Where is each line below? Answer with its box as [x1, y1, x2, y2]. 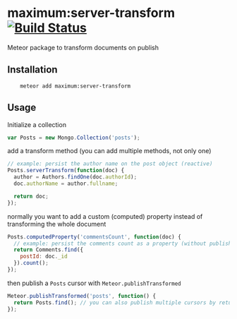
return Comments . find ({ [13, 246, 83, 253]
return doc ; [13, 193, 49, 200]
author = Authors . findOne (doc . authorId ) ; [13, 174, 138, 181]
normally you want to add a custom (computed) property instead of [7, 212, 203, 220]
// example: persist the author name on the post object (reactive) [7, 160, 213, 167]
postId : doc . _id [20, 253, 68, 260]
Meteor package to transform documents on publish [7, 43, 159, 52]
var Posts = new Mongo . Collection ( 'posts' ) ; [7, 134, 140, 141]
